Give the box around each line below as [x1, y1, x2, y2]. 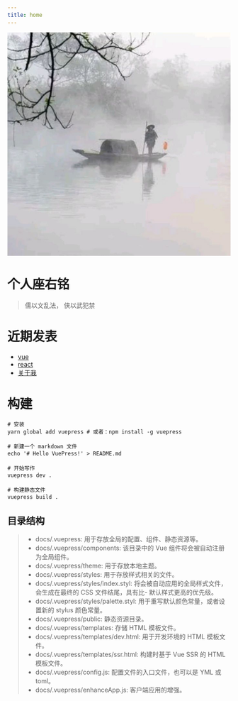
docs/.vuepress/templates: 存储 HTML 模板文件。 [35, 624, 180, 632]
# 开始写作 [7, 465, 35, 472]
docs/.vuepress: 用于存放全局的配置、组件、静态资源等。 [35, 535, 203, 543]
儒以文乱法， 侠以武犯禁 [24, 301, 96, 309]
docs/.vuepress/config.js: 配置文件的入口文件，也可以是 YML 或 [35, 668, 222, 677]
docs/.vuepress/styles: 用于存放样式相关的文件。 [35, 570, 178, 579]
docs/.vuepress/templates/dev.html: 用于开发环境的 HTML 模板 [35, 632, 220, 641]
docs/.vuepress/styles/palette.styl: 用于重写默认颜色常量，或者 [35, 597, 220, 606]
